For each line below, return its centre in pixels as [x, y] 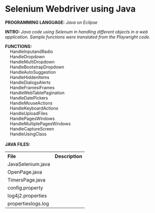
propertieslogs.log [28, 203]
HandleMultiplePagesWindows [40, 123]
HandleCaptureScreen [32, 129]
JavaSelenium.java [29, 164]
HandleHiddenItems [30, 77]
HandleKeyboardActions [34, 108]
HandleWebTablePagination [37, 93]
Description [69, 156]
